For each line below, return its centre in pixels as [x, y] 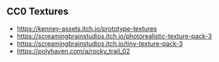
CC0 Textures [38, 12]
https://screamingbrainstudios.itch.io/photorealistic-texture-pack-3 [114, 36]
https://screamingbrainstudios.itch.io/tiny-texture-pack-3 [100, 43]
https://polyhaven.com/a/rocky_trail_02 [74, 51]
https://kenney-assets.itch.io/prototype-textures [87, 28]
